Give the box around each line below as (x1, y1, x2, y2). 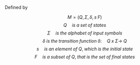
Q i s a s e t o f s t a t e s (63, 22, 107, 28)
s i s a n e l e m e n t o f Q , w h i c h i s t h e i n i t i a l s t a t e (37, 46, 133, 52)
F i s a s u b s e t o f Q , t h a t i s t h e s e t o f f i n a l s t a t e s (34, 54, 135, 60)
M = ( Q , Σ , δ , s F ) (67, 14, 102, 20)
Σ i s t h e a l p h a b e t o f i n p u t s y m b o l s (47, 30, 123, 36)
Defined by (5, 5, 28, 10)
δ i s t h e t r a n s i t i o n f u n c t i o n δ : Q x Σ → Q (42, 38, 127, 44)
